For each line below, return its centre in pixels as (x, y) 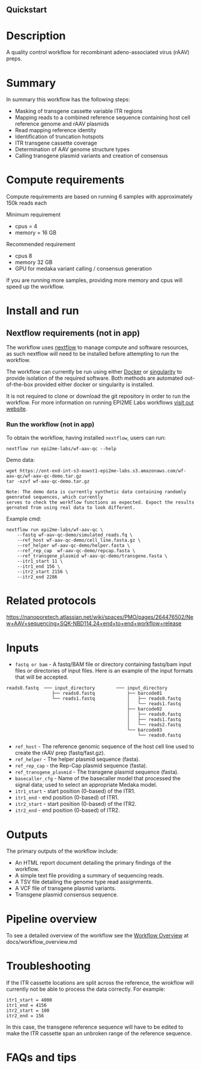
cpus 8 (23, 256)
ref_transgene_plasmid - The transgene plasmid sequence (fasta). (97, 772)
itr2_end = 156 (25, 1016)
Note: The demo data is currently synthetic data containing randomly (96, 491)
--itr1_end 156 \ (39, 567)
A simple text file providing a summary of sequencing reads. (89, 876)
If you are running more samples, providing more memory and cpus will (94, 280)
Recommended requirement (41, 244)
